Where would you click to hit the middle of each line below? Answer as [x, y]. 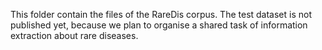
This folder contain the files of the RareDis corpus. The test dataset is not [161, 14]
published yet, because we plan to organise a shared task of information [159, 25]
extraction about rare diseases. [74, 35]
